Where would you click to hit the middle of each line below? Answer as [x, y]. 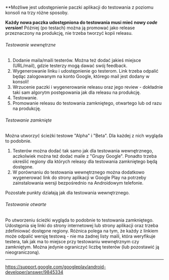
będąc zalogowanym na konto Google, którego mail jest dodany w [81, 76]
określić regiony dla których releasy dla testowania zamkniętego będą [85, 161]
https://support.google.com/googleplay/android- [56, 266]
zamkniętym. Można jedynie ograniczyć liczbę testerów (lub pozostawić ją [82, 247]
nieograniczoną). [23, 252]
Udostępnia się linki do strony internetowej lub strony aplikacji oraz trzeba [82, 225]
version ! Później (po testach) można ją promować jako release [70, 28]
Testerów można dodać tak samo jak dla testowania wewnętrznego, [83, 151]
